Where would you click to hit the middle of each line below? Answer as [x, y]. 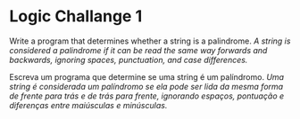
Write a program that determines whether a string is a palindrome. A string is [150, 41]
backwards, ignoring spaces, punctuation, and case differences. [129, 59]
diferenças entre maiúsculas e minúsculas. [88, 105]
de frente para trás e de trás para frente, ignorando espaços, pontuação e [147, 96]
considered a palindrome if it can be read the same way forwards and [138, 50]
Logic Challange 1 [76, 16]
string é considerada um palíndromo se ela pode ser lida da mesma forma [146, 86]
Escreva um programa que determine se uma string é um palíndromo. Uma [146, 76]
